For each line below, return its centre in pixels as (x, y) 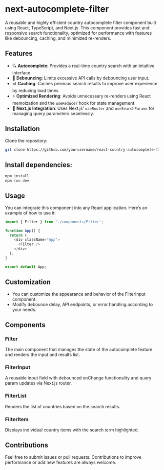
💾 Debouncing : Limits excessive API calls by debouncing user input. (81, 78)
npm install (17, 176)
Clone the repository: (26, 141)
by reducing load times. (36, 90)
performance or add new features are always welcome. (61, 462)
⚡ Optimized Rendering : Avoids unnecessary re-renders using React (82, 96)
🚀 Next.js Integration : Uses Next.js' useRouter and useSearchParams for (83, 108)
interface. (22, 72)
